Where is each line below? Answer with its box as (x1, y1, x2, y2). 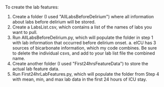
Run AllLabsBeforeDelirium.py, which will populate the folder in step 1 (12, 34, 153, 40)
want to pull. (12, 29, 38, 35)
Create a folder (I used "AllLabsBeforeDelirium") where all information (12, 14, 154, 19)
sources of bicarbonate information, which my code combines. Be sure (12, 45, 157, 51)
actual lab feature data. (12, 66, 60, 72)
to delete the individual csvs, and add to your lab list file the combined (12, 50, 155, 56)
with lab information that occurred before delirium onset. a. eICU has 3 (12, 40, 157, 46)
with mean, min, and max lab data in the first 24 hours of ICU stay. (12, 76, 147, 82)
